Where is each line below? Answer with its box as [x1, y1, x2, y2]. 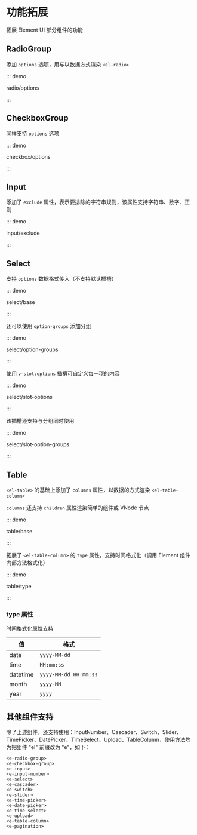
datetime [9, 670, 34, 679]
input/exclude [6, 229, 40, 237]
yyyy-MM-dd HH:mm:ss [39, 671, 98, 678]
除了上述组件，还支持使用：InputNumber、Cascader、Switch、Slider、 [6, 729, 182, 736]
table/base [6, 528, 33, 535]
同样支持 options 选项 [6, 130, 60, 137]
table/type [6, 583, 32, 590]
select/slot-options [6, 394, 53, 401]
